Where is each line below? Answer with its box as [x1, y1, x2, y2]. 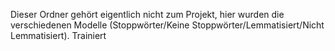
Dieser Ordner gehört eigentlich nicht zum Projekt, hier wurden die [10, 9, 285, 20]
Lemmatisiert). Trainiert [10, 30, 107, 41]
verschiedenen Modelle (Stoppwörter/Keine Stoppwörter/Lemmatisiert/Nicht [10, 19, 325, 31]
